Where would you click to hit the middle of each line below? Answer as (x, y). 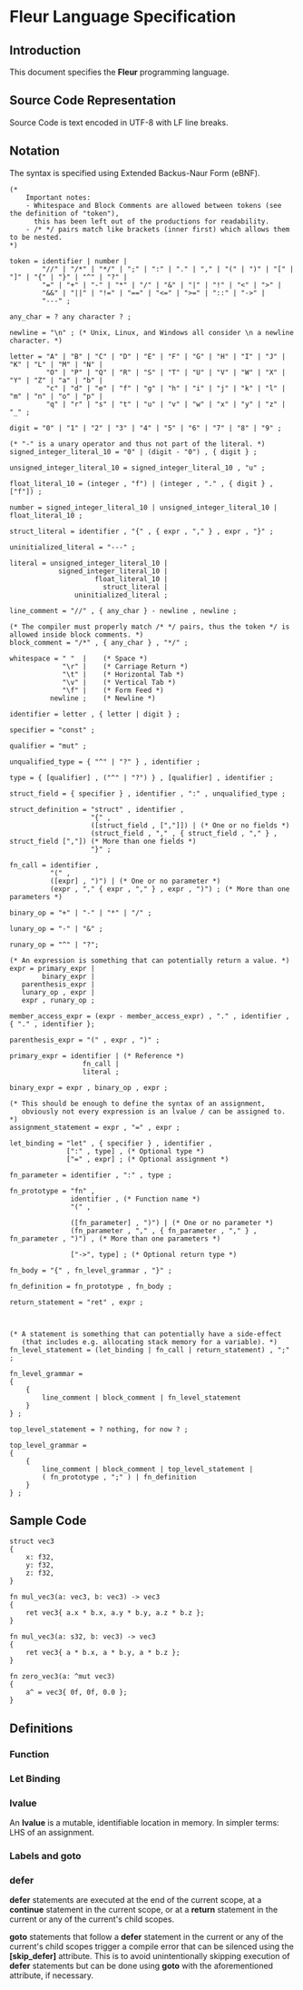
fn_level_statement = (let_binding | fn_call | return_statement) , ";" (150, 1350)
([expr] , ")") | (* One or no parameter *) (135, 881)
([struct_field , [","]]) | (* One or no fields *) (190, 825)
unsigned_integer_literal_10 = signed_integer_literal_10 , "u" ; (137, 468)
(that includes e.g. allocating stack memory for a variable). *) (150, 1342)
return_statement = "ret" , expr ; (77, 1302)
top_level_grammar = (49, 1445)
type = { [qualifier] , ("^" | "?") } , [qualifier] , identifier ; (142, 777)
